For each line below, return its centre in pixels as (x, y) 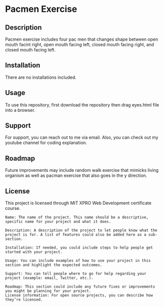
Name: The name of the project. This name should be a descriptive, (77, 217)
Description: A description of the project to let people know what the (81, 230)
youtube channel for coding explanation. (46, 143)
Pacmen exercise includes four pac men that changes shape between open (82, 39)
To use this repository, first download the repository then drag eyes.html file (82, 104)
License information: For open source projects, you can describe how (79, 296)
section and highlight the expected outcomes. (54, 265)
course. (13, 208)
